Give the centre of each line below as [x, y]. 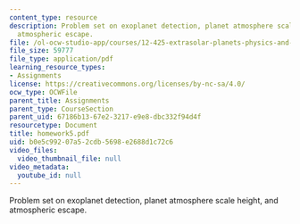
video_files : [33, 150]
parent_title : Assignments [59, 100]
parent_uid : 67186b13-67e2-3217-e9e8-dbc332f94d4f [105, 117]
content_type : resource [54, 17]
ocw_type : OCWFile [43, 92]
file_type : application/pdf [62, 59]
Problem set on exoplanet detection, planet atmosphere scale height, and [144, 201]
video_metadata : [39, 167]
